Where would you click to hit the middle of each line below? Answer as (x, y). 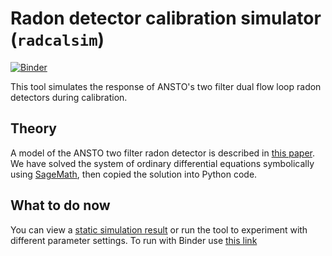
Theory (34, 128)
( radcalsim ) (57, 39)
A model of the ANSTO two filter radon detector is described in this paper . (162, 153)
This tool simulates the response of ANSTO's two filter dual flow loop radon (166, 86)
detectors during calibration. (69, 97)
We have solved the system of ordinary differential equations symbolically (162, 163)
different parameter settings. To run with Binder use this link (134, 240)
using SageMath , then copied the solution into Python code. (134, 174)
